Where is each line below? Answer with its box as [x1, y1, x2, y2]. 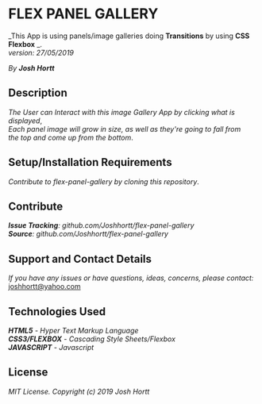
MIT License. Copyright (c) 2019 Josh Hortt [8, 387, 150, 396]
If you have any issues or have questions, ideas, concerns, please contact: [8, 273, 254, 283]
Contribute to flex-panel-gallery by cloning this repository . [8, 176, 200, 187]
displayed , [8, 116, 42, 125]
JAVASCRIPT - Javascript [8, 343, 94, 352]
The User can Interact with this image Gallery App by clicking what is [8, 107, 236, 117]
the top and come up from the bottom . [8, 133, 133, 142]
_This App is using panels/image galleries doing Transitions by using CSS [8, 31, 250, 40]
